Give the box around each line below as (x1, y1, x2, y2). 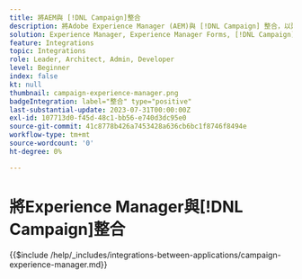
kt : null (9, 80, 42, 89)
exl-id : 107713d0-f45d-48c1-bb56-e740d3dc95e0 (9, 113, 187, 122)
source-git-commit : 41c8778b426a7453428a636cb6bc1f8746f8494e (9, 122, 247, 131)
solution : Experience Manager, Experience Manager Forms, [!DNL (9, 30, 255, 39)
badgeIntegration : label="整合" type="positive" (9, 96, 192, 106)
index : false (9, 72, 58, 81)
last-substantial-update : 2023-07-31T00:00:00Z (9, 105, 191, 114)
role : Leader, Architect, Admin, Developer (9, 55, 175, 64)
